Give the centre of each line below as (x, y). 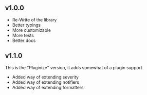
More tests (23, 35)
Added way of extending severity (45, 77)
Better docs (24, 40)
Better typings (26, 25)
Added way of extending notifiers (46, 82)
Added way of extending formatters (48, 87)
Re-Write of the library (34, 19)
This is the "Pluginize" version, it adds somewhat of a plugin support (74, 67)
